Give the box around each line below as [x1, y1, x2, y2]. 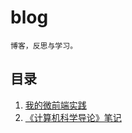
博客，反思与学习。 [10, 41, 78, 51]
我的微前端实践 [24, 99, 87, 111]
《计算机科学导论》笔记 [24, 111, 122, 123]
